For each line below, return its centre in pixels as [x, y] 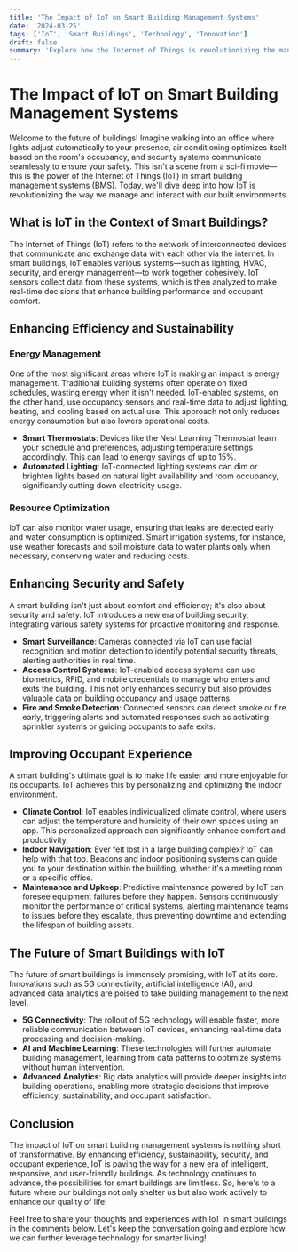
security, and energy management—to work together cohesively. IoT [134, 272]
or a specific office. [58, 878]
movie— [262, 166]
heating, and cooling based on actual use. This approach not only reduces [145, 411]
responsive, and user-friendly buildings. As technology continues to [133, 1174]
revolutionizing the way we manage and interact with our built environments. [149, 195]
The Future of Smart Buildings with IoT [118, 953]
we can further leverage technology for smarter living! [108, 1238]
